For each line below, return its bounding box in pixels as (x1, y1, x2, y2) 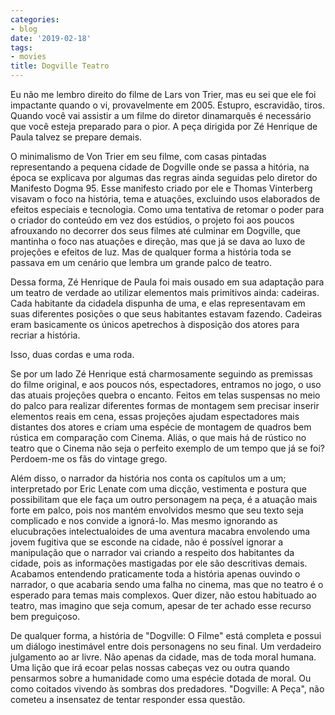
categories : (10, 14, 60, 25)
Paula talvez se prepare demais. (10, 131, 143, 143)
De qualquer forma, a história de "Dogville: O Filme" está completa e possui (10, 630, 322, 641)
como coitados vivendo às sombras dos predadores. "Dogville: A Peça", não (10, 683, 325, 695)
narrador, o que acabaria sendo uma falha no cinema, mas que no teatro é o (10, 579, 324, 590)
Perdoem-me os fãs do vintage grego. (10, 453, 168, 465)
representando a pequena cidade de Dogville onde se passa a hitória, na (10, 161, 310, 173)
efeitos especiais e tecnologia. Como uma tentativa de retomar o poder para (10, 204, 325, 215)
